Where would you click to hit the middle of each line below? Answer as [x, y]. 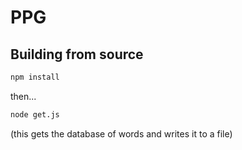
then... [23, 96]
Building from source [77, 54]
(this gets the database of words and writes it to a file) [121, 133]
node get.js [35, 114]
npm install [35, 77]
